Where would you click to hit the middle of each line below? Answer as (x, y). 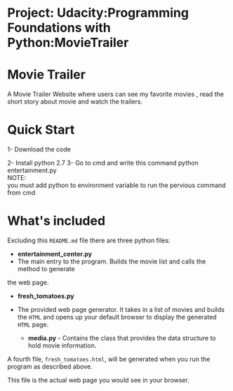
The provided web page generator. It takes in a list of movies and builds (121, 309)
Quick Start (41, 130)
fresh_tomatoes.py (46, 296)
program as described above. (50, 366)
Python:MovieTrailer (68, 43)
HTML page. (33, 324)
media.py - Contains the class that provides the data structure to (122, 338)
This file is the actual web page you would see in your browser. (98, 380)
